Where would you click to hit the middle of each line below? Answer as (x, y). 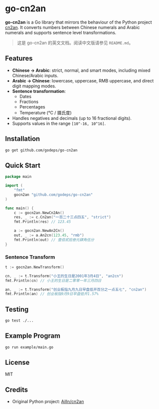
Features (19, 59)
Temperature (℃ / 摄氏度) (45, 112)
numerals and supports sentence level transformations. (61, 32)
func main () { (20, 208)
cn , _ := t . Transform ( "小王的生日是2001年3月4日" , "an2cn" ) (64, 276)
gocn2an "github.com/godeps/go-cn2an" (53, 194)
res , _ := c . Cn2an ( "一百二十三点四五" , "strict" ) (62, 217)
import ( (14, 186)
